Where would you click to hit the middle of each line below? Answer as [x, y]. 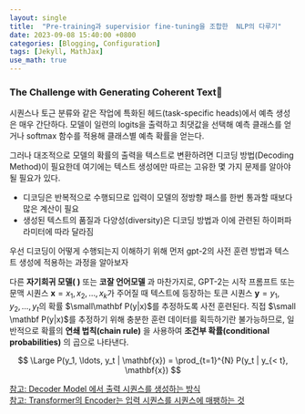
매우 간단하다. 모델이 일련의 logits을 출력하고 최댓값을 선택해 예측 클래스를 [150, 125]
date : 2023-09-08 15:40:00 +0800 [73, 35]
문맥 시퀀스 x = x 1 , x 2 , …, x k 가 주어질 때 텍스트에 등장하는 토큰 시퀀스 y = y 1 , [145, 295]
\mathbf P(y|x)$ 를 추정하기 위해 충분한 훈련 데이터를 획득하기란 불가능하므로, [147, 319]
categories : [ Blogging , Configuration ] [85, 43]
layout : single [38, 18]
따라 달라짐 [74, 232]
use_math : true [38, 60]
